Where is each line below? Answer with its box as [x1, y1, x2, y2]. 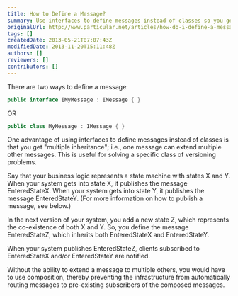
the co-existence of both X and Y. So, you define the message [7, 223, 189, 232]
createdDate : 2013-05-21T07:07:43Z [7, 37, 113, 44]
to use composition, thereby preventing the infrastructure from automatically [7, 273, 231, 282]
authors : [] [7, 50, 42, 57]
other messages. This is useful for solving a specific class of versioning [7, 150, 216, 159]
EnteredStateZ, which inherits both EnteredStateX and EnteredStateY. [7, 231, 210, 239]
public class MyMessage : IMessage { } [7, 123, 125, 130]
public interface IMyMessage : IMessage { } [7, 96, 141, 103]
